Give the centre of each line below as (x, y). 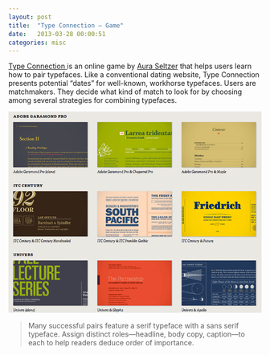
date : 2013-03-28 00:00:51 (57, 34)
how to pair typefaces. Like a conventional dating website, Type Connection (134, 75)
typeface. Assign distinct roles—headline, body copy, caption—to (136, 334)
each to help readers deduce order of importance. (111, 343)
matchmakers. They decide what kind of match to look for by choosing (125, 92)
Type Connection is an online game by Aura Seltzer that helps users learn (130, 66)
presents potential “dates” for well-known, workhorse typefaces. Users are (132, 84)
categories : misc (37, 43)
